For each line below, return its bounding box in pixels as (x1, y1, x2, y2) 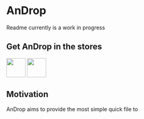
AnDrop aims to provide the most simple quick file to (6, 105, 139, 113)
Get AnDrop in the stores (6, 41, 103, 52)
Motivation (6, 89, 49, 99)
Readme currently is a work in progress (6, 24, 106, 31)
